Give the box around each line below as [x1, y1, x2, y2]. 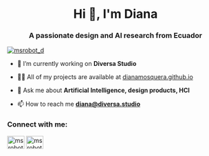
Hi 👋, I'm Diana [73, 6, 158, 22]
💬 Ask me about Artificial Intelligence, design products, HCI [16, 86, 190, 95]
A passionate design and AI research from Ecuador [28, 31, 203, 41]
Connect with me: [7, 120, 68, 129]
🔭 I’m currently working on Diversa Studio [16, 60, 137, 68]
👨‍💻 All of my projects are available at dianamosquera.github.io [16, 73, 194, 81]
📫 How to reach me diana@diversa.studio [16, 100, 141, 109]
